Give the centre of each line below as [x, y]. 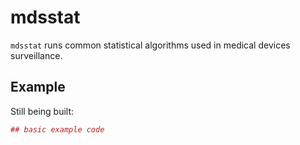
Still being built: [42, 111]
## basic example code [57, 129]
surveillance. [36, 55]
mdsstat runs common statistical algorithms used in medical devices [150, 45]
